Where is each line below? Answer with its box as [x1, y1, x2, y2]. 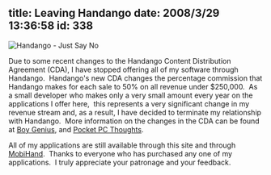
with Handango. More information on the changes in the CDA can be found [8, 116, 260, 126]
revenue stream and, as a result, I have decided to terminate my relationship [8, 107, 261, 117]
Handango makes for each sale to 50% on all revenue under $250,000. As [8, 81, 258, 91]
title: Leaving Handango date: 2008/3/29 [8, 6, 220, 20]
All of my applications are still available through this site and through [8, 140, 236, 150]
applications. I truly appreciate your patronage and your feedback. [8, 157, 231, 167]
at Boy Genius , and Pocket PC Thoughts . [8, 124, 144, 134]
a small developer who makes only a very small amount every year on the [8, 90, 253, 100]
